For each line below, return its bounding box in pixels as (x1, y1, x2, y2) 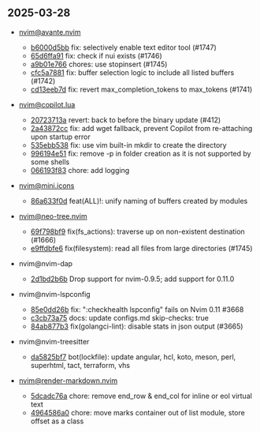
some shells (30, 157, 70, 167)
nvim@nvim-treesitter (18, 336, 90, 346)
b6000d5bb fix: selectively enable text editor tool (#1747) (30, 43, 217, 52)
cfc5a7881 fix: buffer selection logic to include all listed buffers (30, 67, 235, 77)
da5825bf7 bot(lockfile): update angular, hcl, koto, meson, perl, (30, 351, 236, 362)
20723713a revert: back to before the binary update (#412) (30, 115, 221, 125)
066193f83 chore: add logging (30, 165, 130, 175)
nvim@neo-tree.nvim (18, 211, 87, 220)
